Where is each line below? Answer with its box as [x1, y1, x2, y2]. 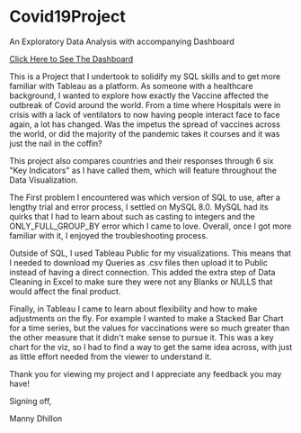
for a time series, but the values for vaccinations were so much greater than [9, 322, 290, 333]
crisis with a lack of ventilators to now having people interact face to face [9, 109, 280, 120]
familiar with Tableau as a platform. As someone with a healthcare [9, 80, 253, 91]
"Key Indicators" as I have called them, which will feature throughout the [9, 165, 277, 176]
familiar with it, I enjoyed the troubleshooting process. [9, 230, 208, 240]
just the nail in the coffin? [9, 138, 102, 149]
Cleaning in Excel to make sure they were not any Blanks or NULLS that [9, 276, 273, 287]
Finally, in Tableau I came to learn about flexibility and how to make [9, 303, 258, 314]
